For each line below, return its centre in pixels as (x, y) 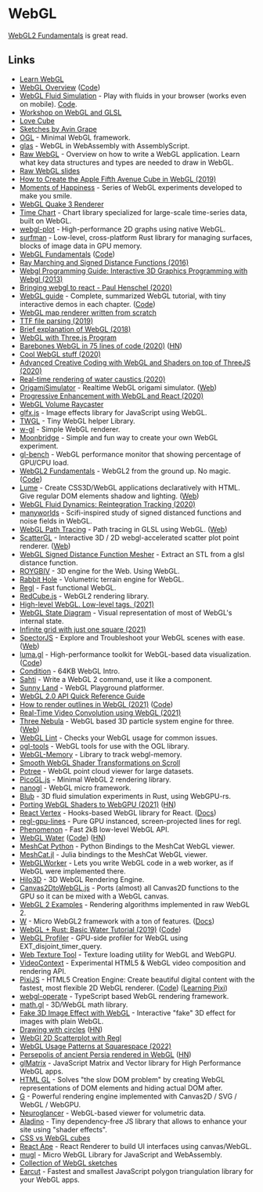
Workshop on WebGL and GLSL (70, 112)
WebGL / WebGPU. (50, 1104)
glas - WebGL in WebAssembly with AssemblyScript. (104, 145)
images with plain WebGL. (61, 1021)
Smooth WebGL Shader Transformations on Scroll (100, 763)
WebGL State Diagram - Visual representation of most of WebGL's (126, 612)
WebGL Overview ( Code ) (60, 87)
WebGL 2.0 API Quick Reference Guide (82, 696)
